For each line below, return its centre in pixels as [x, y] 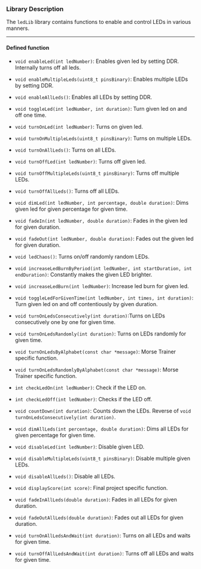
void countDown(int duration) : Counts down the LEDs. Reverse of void [103, 411]
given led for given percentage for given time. [71, 209]
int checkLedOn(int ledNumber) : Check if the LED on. [80, 388]
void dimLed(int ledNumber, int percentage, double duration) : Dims [102, 202]
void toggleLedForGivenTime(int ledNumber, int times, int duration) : [104, 298]
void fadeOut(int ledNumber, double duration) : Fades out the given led [104, 238]
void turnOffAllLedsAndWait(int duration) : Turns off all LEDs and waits [104, 553]
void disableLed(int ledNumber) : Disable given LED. [80, 447]
